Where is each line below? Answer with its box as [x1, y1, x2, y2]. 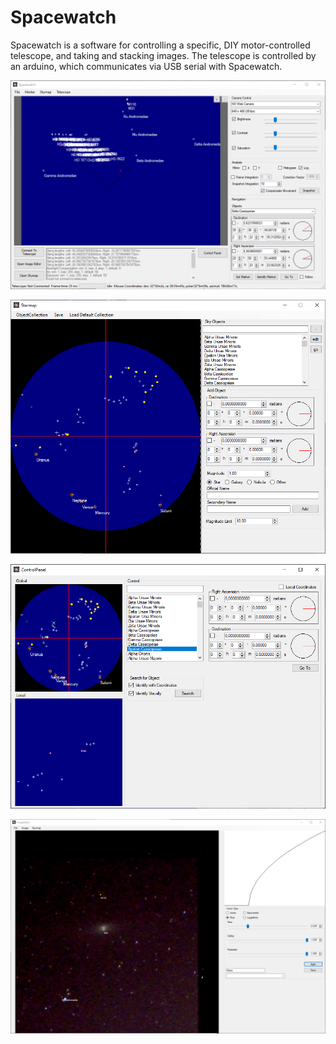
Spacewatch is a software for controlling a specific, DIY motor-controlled [10, 39, 311, 51]
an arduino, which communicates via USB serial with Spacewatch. [10, 60, 283, 72]
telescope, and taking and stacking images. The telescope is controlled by [10, 49, 317, 61]
